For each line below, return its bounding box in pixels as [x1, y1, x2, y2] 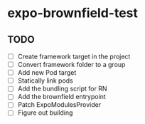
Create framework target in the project [17, 52, 131, 61]
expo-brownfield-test [7, 5, 139, 21]
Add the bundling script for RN [17, 84, 107, 93]
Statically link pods [17, 76, 73, 85]
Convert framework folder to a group [17, 61, 126, 69]
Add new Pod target [17, 68, 77, 77]
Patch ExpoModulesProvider [17, 100, 102, 109]
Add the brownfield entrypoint [17, 93, 107, 101]
